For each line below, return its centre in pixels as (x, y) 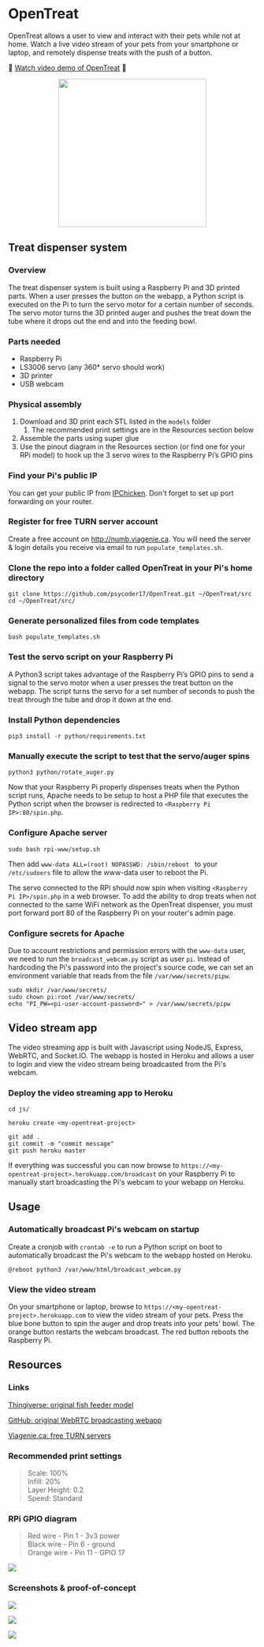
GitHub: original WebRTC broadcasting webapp (85, 1420)
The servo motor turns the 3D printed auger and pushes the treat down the (130, 312)
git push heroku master (47, 1151)
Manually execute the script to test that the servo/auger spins (129, 756)
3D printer (36, 375)
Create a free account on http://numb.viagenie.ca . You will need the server (130, 539)
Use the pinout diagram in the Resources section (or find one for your (132, 447)
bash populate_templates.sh (54, 637)
